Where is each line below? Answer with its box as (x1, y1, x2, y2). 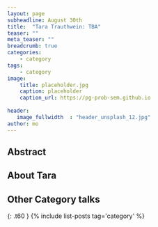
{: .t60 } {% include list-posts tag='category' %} (7, 212, 145, 220)
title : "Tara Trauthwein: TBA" (7, 23, 101, 30)
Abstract (7, 146, 47, 157)
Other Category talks (7, 193, 101, 205)
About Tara (7, 170, 57, 182)
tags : (7, 62, 23, 69)
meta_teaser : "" (7, 36, 54, 43)
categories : (7, 49, 42, 56)
